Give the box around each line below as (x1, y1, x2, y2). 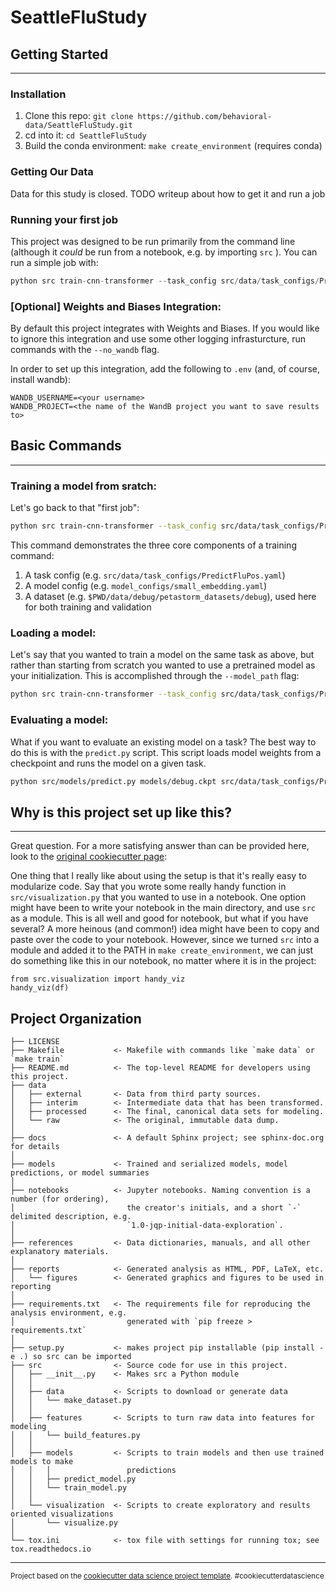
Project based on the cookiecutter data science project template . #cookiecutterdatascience (10, 1571, 325, 1581)
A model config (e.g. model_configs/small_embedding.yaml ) (24, 580, 268, 592)
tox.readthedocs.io (10, 1544, 92, 1555)
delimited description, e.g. (10, 1212, 132, 1222)
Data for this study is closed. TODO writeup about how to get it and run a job (10, 187, 326, 200)
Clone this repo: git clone (24, 110, 134, 122)
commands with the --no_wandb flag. (10, 344, 160, 356)
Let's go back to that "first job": (10, 502, 140, 514)
